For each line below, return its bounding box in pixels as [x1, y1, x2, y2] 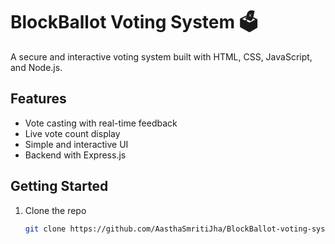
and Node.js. [10, 61, 63, 73]
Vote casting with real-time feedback [24, 117, 178, 129]
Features [10, 90, 67, 108]
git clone [24, 224, 67, 234]
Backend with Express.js [24, 149, 127, 161]
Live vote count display [24, 127, 121, 139]
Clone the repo [24, 204, 87, 216]
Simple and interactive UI [24, 138, 129, 150]
